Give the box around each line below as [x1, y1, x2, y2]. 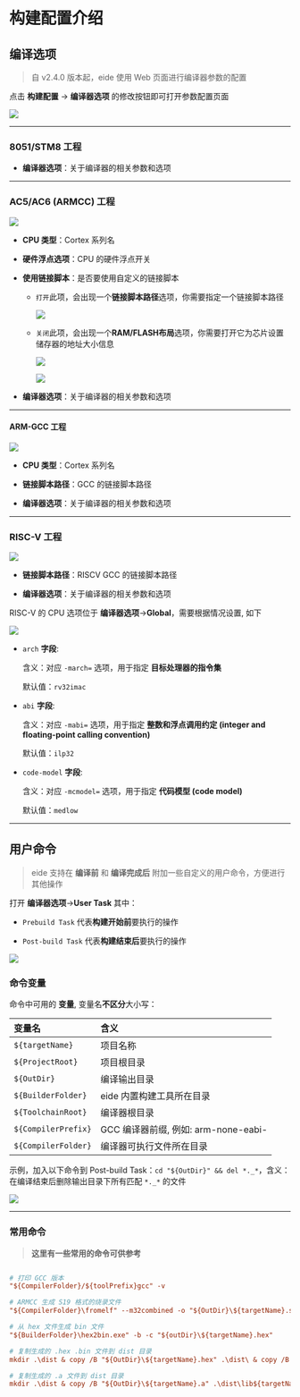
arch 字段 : [21, 643, 60, 654]
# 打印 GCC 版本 [9, 1274, 64, 1283]
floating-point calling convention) [21, 730, 151, 741]
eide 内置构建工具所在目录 [100, 1090, 211, 1103]
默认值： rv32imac [21, 682, 87, 692]
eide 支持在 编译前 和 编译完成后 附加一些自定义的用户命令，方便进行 [30, 867, 286, 877]
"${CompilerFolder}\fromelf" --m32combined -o [9, 1307, 186, 1316]
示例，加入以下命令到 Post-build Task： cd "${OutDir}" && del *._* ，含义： [9, 1164, 290, 1176]
